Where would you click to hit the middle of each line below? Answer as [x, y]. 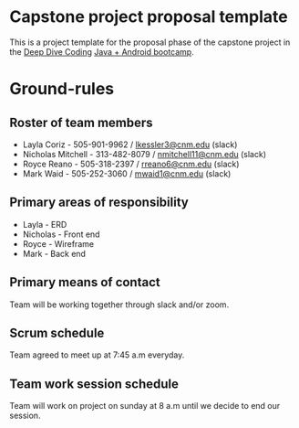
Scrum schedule [57, 332]
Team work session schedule [94, 384]
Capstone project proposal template [149, 17]
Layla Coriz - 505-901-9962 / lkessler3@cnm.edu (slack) [130, 144]
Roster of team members [81, 122]
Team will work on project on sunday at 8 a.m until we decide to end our [145, 406]
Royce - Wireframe [58, 243]
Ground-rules [62, 89]
